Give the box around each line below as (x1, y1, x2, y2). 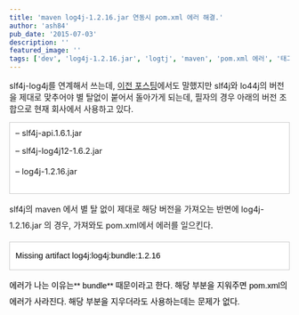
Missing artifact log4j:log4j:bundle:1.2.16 (15, 251, 161, 261)
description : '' (9, 37, 69, 47)
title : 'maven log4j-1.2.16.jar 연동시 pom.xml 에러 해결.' (9, 12, 224, 22)
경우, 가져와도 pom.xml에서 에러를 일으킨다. (53, 220, 214, 231)
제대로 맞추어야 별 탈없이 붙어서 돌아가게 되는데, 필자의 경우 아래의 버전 (19, 93, 278, 103)
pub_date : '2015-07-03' (9, 29, 98, 38)
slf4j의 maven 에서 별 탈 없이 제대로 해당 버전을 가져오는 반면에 (9, 204, 239, 214)
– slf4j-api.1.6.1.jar (15, 128, 83, 139)
